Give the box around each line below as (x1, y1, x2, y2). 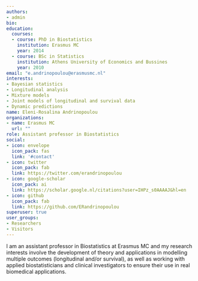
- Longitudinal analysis (6, 87, 68, 93)
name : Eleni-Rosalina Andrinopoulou (6, 109, 98, 115)
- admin (6, 14, 26, 20)
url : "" (11, 126, 31, 132)
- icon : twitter (6, 159, 47, 165)
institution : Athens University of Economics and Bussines (17, 59, 168, 65)
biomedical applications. (6, 268, 67, 275)
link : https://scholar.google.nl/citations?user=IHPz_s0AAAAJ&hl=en (11, 187, 187, 193)
